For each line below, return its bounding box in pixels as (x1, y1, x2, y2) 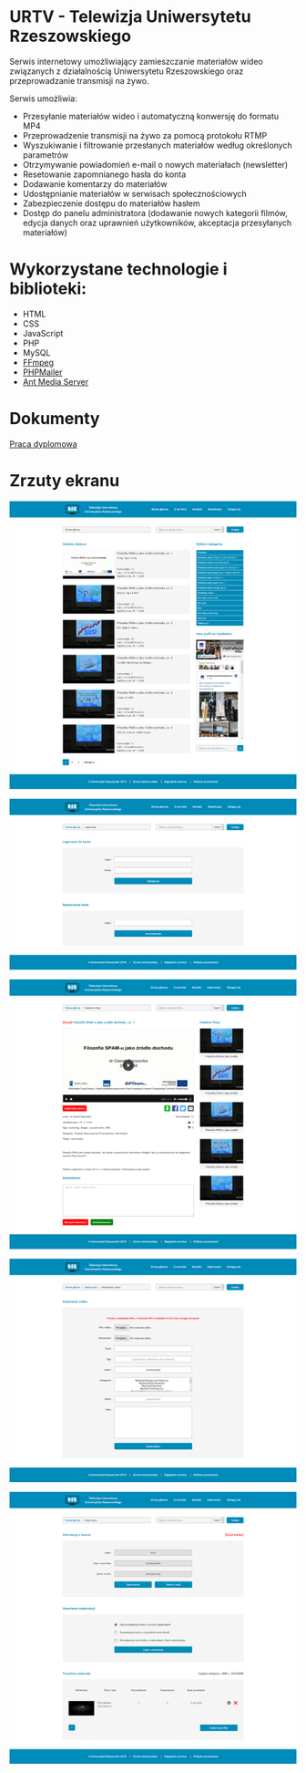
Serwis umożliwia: (9, 93, 77, 104)
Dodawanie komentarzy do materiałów (22, 178, 168, 189)
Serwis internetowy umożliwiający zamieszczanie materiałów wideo (9, 56, 264, 67)
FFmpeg (22, 357, 55, 368)
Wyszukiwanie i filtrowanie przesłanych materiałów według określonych (22, 140, 293, 150)
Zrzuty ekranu (9, 471, 120, 491)
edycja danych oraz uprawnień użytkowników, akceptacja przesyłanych (22, 217, 292, 228)
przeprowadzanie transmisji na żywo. (9, 75, 149, 86)
